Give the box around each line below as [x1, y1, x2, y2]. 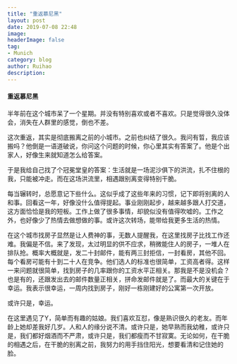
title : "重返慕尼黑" [7, 10, 62, 18]
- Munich [7, 50, 33, 57]
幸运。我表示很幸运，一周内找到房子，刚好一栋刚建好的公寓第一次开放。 [7, 284, 217, 292]
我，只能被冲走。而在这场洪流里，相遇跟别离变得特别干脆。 [7, 174, 181, 183]
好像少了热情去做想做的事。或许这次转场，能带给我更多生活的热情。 [25, 216, 224, 224]
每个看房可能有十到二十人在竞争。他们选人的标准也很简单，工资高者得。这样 [7, 257, 230, 265]
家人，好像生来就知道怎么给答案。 [7, 150, 107, 159]
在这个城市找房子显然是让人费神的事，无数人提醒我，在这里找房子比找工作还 [7, 231, 230, 239]
